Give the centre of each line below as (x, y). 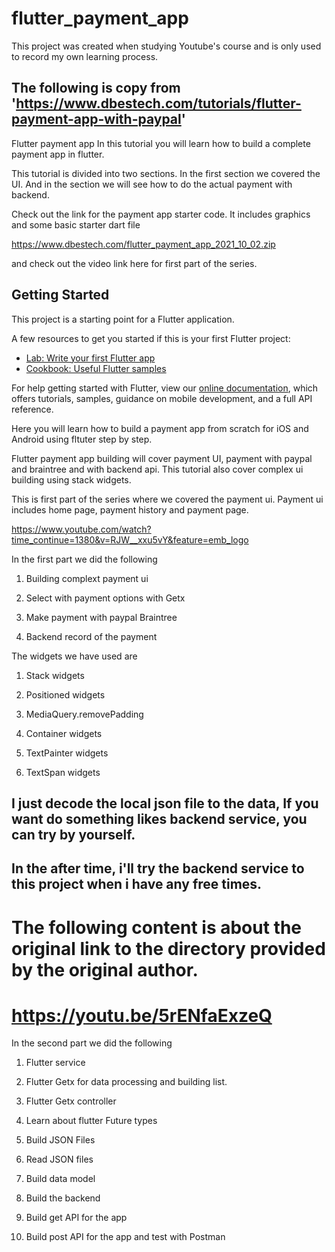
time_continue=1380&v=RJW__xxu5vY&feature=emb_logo (130, 539)
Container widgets (64, 733)
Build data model (60, 1179)
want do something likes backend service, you (159, 818)
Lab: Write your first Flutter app (90, 358)
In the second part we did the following (92, 1043)
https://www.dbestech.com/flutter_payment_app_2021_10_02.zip (143, 244)
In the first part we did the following (84, 559)
